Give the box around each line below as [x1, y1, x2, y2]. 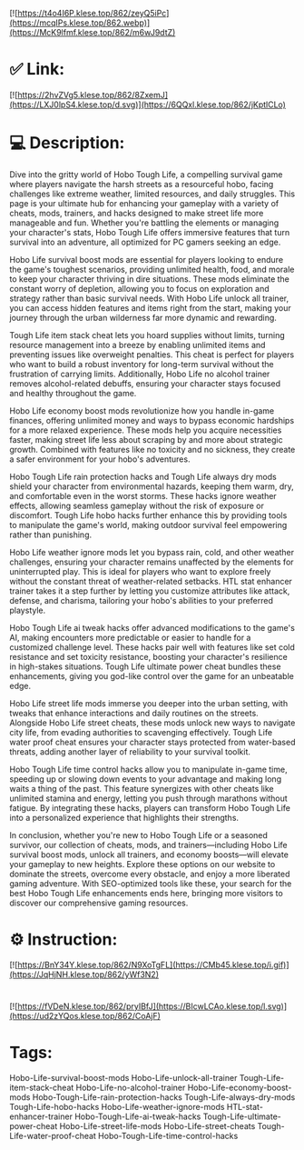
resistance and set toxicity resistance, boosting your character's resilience [9, 651, 288, 662]
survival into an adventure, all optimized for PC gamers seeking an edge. [9, 236, 281, 247]
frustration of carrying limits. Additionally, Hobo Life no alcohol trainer [9, 368, 270, 379]
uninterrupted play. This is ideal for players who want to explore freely [9, 565, 271, 576]
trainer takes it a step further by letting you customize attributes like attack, [9, 585, 290, 596]
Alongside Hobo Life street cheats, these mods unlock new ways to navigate [9, 717, 296, 728]
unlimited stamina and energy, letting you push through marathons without [9, 793, 288, 804]
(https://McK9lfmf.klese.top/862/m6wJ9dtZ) [9, 27, 176, 37]
